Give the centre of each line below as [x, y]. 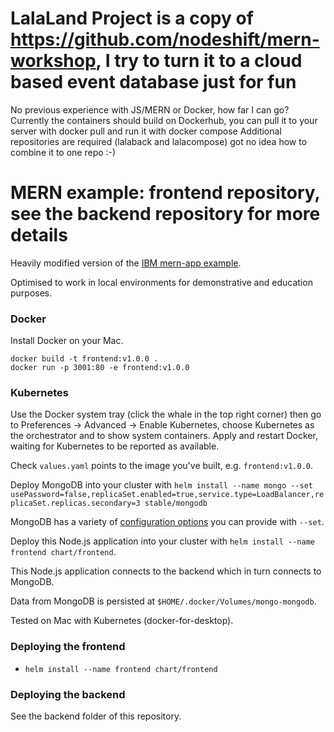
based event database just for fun [153, 82]
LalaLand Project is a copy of [132, 18]
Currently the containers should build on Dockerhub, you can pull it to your [164, 120]
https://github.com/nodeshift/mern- [165, 39]
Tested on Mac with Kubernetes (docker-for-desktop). [122, 621]
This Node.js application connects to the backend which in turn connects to [166, 571]
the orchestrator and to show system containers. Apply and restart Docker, [164, 436]
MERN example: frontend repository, [165, 193]
